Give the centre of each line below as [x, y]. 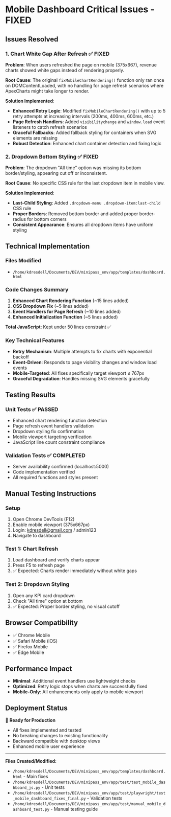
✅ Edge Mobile [28, 652]
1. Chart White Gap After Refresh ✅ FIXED [58, 54]
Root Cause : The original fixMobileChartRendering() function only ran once [85, 80]
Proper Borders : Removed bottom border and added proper [75, 214]
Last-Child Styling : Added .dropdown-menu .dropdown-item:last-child [87, 203]
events [20, 368]
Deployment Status [36, 708]
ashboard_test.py [31, 810]
